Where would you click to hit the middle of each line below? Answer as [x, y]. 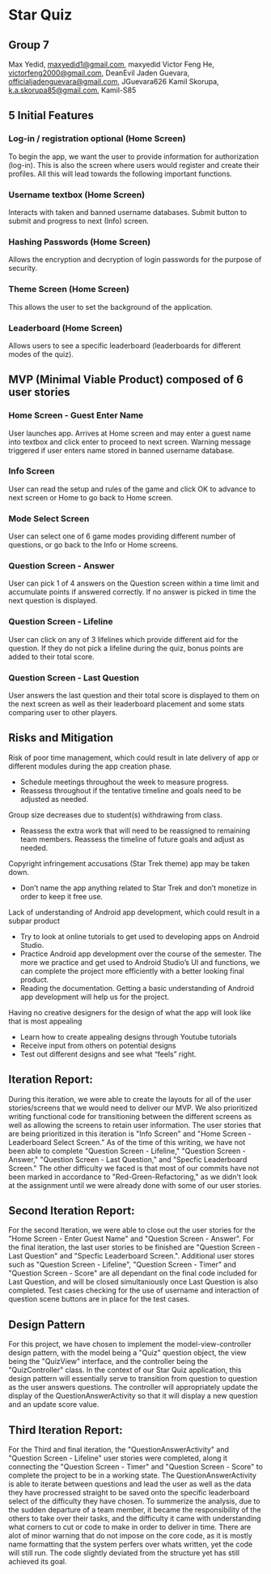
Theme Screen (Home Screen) [69, 289]
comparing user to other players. [63, 713]
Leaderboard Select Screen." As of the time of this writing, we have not [127, 1142]
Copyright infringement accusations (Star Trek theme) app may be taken [129, 863]
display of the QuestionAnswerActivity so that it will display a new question [133, 1396]
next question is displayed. [53, 601]
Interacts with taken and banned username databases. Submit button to [128, 212]
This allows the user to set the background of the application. [110, 307]
